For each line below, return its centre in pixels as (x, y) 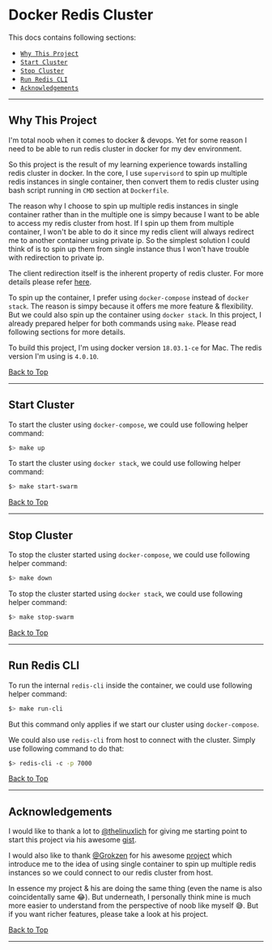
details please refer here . (50, 282)
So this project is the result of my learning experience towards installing (128, 164)
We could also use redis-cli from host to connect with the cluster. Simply (132, 739)
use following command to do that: (66, 748)
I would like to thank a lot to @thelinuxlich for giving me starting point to (128, 831)
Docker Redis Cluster (81, 15)
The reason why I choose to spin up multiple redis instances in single (123, 206)
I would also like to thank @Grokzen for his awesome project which (120, 855)
